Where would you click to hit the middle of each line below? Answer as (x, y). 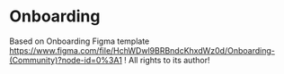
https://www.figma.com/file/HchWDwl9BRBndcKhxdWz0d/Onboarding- (142, 50)
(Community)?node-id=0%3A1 (66, 60)
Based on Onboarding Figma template (80, 41)
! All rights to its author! (167, 60)
